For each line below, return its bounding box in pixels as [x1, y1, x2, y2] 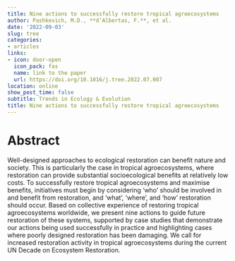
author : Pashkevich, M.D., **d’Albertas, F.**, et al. [7, 17, 172, 24]
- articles [7, 43, 40, 50]
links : [7, 50, 27, 57]
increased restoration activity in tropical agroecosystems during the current [7, 238, 227, 247]
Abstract [7, 133, 60, 149]
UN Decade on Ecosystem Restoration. [7, 245, 121, 254]
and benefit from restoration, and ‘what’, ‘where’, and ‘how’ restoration [7, 193, 212, 202]
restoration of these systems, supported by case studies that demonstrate [7, 216, 223, 224]
